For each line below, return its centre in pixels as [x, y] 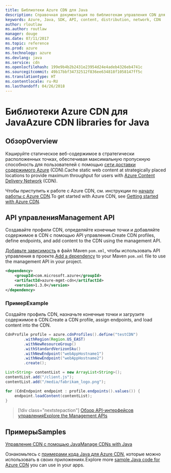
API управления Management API [60, 218]
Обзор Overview [32, 141]
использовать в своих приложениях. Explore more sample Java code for [83, 460]
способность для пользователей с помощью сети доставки [71, 164]
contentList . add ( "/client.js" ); [40, 377]
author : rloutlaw [24, 24]
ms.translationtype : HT [31, 77]
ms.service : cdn [22, 62]
